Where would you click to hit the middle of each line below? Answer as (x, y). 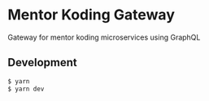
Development (43, 63)
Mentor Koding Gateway (91, 15)
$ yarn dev (26, 89)
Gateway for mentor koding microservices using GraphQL (104, 37)
